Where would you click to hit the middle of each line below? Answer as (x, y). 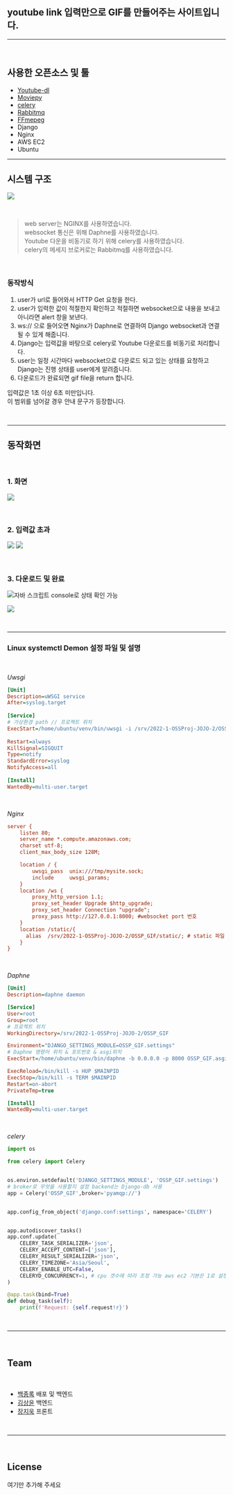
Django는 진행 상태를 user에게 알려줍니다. (74, 369)
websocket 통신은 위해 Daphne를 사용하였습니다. (92, 232)
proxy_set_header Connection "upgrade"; (91, 910)
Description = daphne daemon (46, 995)
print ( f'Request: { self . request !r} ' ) (74, 1308)
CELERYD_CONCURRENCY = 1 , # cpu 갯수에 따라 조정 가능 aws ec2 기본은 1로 (117, 1276)
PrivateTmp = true (31, 1090)
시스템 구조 (29, 179)
